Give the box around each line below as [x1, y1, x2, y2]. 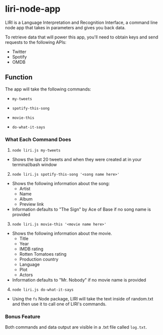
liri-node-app [5, 3, 61, 15]
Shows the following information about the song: [12, 181, 110, 186]
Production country [19, 257, 59, 262]
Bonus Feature [5, 313, 41, 320]
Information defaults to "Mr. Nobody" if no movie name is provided [12, 277, 146, 283]
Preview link [19, 201, 44, 207]
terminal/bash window [12, 162, 57, 167]
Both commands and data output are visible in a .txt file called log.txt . [5, 324, 147, 330]
